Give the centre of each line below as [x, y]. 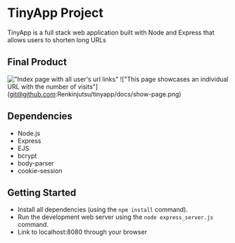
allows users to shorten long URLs [57, 39]
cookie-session [40, 170]
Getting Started [42, 193]
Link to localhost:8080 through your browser [82, 232]
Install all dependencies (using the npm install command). [103, 210]
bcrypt [27, 156]
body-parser [36, 163]
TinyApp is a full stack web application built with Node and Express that [111, 32]
